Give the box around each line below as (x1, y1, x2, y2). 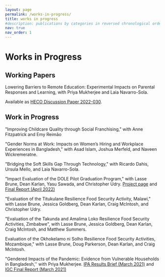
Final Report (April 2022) (5, 186, 55, 192)
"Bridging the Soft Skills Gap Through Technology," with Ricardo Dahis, (5, 161, 149, 167)
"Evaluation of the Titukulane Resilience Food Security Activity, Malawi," (5, 196, 151, 202)
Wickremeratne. (5, 151, 38, 157)
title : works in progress (5, 16, 58, 21)
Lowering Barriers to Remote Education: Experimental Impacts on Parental (5, 84, 155, 90)
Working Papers (5, 71, 55, 79)
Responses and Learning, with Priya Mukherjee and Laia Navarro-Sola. (5, 89, 148, 95)
